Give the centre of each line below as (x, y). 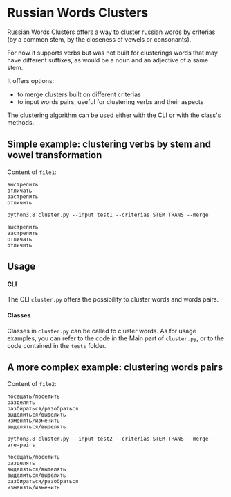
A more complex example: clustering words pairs (115, 367)
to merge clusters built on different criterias (79, 94)
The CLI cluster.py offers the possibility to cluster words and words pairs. (113, 299)
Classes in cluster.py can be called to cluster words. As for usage (102, 331)
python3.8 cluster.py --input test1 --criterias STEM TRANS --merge (108, 215)
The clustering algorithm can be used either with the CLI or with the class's (114, 115)
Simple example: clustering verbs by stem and (109, 145)
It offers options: (31, 80)
